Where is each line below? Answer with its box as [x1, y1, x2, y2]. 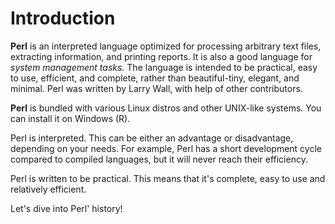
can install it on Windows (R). [10, 112, 131, 124]
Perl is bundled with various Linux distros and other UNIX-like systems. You [10, 102, 322, 114]
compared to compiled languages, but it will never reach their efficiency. [10, 153, 308, 165]
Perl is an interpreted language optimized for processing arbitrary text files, [10, 40, 322, 52]
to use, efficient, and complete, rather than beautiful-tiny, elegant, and [10, 72, 300, 84]
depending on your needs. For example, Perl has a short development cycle [10, 142, 322, 154]
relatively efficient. [10, 183, 87, 195]
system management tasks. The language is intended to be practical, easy [10, 61, 318, 73]
